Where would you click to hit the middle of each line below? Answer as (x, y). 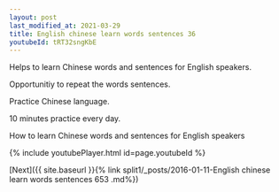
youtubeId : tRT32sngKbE (53, 42)
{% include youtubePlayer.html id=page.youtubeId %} (108, 153)
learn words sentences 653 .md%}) (74, 180)
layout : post (33, 17)
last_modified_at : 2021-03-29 (65, 26)
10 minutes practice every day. (65, 119)
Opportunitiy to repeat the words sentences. (90, 84)
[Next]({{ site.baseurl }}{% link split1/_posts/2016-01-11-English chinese (140, 170)
